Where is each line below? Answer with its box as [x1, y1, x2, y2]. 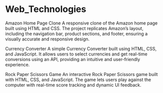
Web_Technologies [5, 3, 86, 15]
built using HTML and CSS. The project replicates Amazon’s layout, [5, 25, 144, 31]
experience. [5, 61, 30, 67]
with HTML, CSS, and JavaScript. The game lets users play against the [5, 76, 151, 82]
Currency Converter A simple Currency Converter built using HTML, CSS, [5, 45, 157, 51]
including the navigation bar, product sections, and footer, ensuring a [5, 30, 148, 36]
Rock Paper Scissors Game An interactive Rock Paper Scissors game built [5, 71, 158, 77]
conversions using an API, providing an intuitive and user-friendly [5, 56, 140, 62]
